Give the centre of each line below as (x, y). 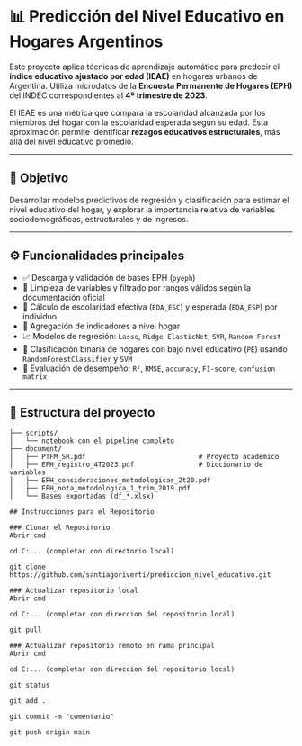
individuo (39, 316)
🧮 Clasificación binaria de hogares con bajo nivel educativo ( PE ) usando (155, 349)
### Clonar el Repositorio (60, 528)
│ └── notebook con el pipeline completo (92, 441)
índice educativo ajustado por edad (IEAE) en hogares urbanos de (133, 76)
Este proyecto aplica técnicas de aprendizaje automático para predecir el (145, 67)
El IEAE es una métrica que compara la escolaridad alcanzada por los (138, 112)
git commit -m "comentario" (62, 717)
